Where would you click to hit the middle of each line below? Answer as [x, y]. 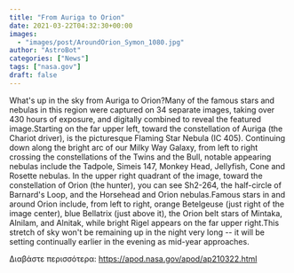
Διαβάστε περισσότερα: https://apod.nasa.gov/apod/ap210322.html [133, 259]
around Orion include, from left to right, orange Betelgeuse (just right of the [147, 204]
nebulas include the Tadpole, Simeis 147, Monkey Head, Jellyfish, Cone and [147, 166]
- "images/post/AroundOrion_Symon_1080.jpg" [101, 42]
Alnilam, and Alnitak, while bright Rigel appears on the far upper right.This [144, 222]
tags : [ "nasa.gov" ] [45, 67]
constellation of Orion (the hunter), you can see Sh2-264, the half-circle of [146, 185]
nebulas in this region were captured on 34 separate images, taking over [142, 109]
